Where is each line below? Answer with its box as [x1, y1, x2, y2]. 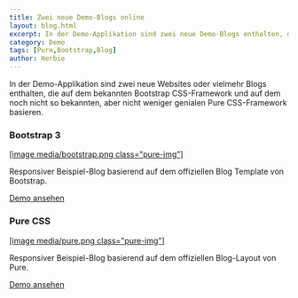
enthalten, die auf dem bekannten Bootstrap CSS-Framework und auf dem [9, 88, 281, 98]
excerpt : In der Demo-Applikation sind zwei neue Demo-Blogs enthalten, [9, 29, 284, 38]
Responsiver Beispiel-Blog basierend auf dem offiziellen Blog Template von [9, 166, 285, 177]
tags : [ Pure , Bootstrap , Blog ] [9, 46, 117, 55]
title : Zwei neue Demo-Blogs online [9, 12, 145, 22]
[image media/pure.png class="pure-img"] [9, 235, 166, 246]
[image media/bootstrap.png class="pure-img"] [9, 149, 184, 160]
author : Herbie [9, 54, 66, 63]
